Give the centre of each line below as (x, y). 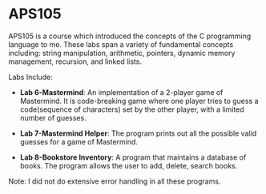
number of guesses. (53, 117)
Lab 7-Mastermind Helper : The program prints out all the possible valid (138, 133)
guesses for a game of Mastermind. (79, 141)
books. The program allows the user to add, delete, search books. (129, 165)
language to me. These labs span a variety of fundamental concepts (121, 44)
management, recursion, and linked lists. (75, 61)
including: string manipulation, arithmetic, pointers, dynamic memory (122, 53)
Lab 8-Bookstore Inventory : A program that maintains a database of (133, 157)
